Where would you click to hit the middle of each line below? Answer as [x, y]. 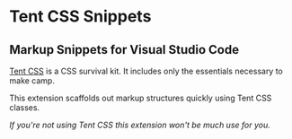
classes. [25, 108]
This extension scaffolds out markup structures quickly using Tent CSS [141, 98]
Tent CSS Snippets [80, 17]
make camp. [32, 81]
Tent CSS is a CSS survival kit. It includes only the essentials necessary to [146, 71]
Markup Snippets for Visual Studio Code [124, 50]
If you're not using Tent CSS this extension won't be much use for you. [140, 125]
